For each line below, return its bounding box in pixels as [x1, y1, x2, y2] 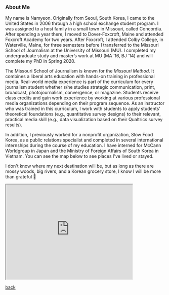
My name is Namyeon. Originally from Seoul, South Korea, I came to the [5, 15, 155, 21]
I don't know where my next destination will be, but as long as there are [5, 163, 154, 169]
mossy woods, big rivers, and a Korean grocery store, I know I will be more [5, 168, 161, 174]
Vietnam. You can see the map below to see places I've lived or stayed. [5, 153, 154, 159]
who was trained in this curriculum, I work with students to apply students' [5, 105, 161, 112]
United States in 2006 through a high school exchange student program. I [5, 20, 159, 26]
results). [5, 122, 23, 128]
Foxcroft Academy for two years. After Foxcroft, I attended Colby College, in [5, 36, 163, 43]
